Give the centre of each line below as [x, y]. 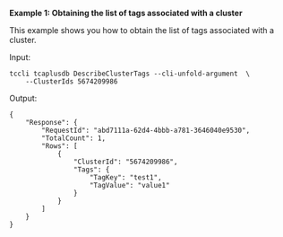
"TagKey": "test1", [126, 178]
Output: [23, 98]
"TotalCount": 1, [73, 138]
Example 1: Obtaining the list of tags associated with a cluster [126, 13]
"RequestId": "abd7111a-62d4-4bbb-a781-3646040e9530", [146, 130]
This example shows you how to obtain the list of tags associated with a [142, 30]
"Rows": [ [60, 146]
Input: [20, 57]
